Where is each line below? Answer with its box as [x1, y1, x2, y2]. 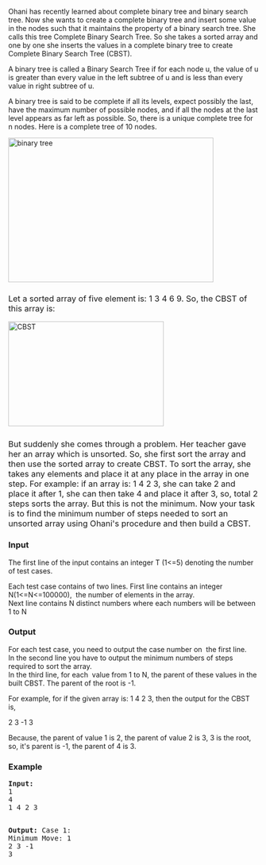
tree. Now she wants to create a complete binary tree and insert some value [8, 15, 256, 25]
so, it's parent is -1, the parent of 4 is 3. [8, 741, 137, 751]
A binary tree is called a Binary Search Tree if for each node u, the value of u [8, 64, 259, 74]
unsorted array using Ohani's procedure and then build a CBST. [8, 518, 252, 529]
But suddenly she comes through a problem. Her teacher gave [8, 438, 247, 450]
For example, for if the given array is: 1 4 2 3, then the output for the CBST [8, 693, 250, 703]
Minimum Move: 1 [8, 834, 71, 843]
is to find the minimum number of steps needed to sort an [8, 508, 229, 519]
